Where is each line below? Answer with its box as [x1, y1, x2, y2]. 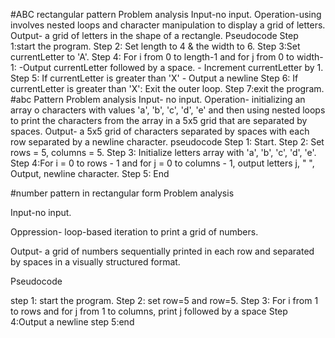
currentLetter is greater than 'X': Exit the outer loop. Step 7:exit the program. [10, 83, 325, 94]
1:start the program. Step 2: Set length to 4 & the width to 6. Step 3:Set [10, 40, 301, 52]
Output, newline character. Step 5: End [10, 168, 170, 179]
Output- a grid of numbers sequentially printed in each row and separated [10, 245, 315, 257]
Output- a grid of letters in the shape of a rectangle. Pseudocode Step [10, 30, 299, 41]
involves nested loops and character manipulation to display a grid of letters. [10, 19, 326, 31]
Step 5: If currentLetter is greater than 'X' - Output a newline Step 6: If [10, 72, 299, 84]
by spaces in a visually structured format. [10, 256, 181, 268]
